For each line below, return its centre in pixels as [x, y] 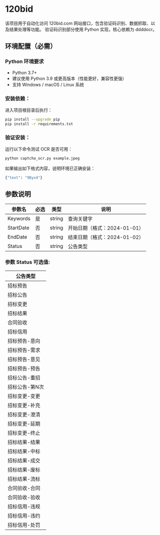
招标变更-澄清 [24, 414]
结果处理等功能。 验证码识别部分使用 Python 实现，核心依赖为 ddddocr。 [83, 29]
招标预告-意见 [24, 359]
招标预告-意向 [24, 341]
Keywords [19, 218]
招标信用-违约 [24, 515]
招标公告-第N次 [26, 387]
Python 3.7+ [24, 73]
